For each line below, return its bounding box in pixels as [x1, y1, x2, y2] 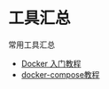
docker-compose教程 [20, 69, 100, 80]
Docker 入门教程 [20, 58, 82, 69]
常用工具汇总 [8, 39, 55, 50]
